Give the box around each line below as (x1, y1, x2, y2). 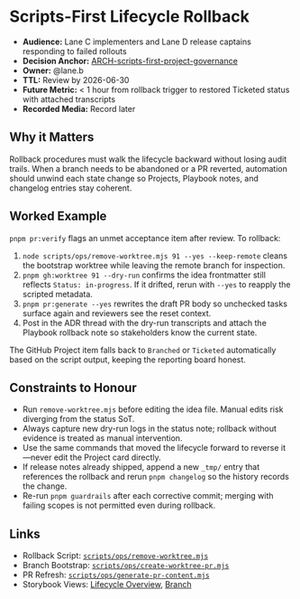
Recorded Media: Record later (22, 103, 136, 114)
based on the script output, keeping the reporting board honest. (9, 354, 246, 365)
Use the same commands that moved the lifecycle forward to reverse (22, 443, 279, 454)
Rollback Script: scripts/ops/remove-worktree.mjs (22, 550, 209, 561)
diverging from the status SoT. (22, 414, 135, 425)
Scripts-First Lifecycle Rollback (9, 6, 250, 27)
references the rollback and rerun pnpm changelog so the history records (22, 472, 290, 482)
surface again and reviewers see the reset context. (22, 307, 212, 318)
